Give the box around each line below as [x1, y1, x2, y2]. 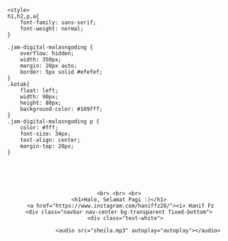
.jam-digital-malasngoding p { [7, 118, 100, 125]
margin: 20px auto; [20, 62, 78, 69]
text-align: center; [20, 136, 81, 143]
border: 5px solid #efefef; [20, 69, 103, 76]
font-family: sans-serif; [20, 19, 97, 26]
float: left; [20, 87, 59, 94]
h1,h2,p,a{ [7, 13, 40, 20]
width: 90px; [20, 93, 59, 100]
